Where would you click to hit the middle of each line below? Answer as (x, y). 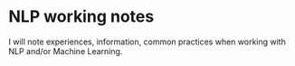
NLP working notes (81, 17)
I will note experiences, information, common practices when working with (147, 42)
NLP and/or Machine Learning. (66, 51)
